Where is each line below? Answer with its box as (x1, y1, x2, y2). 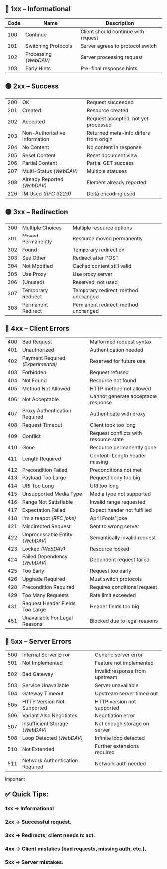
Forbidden (22, 369, 46, 376)
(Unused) (22, 279, 45, 286)
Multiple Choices (22, 224, 62, 231)
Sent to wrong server (90, 523, 139, 530)
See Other (22, 254, 46, 261)
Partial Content (22, 159, 57, 166)
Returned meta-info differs (86, 129, 150, 136)
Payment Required (22, 355, 66, 362)
